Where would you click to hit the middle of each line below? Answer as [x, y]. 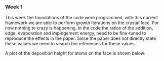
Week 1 [14, 7]
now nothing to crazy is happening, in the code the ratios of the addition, [79, 28]
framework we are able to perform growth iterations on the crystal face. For [82, 23]
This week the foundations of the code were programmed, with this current [82, 18]
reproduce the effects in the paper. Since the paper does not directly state [81, 38]
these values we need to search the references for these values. [71, 44]
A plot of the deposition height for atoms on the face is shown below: [75, 53]
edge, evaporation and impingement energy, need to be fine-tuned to [76, 33]
